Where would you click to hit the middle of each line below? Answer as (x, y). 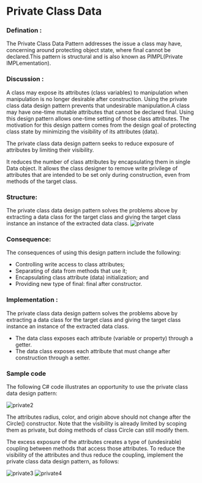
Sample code (26, 373)
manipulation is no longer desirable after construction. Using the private (97, 99)
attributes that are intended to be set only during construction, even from (99, 174)
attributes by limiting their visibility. (50, 150)
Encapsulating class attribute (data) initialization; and (82, 277)
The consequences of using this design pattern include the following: (94, 253)
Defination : (24, 31)
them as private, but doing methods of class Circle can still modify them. (98, 430)
